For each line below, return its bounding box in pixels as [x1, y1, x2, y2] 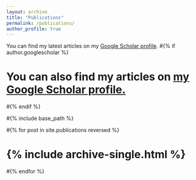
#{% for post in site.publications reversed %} [6, 127, 120, 134]
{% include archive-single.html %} [6, 148, 186, 161]
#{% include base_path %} [6, 115, 74, 122]
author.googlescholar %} [6, 49, 69, 56]
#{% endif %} [6, 103, 41, 110]
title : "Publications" [6, 15, 64, 21]
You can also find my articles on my [6, 70, 190, 84]
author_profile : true [6, 25, 61, 32]
